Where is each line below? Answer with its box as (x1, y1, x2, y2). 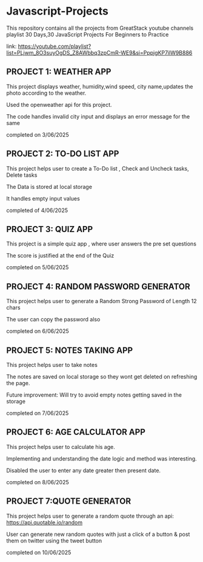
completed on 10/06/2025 (6, 549, 72, 556)
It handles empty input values (6, 194, 80, 202)
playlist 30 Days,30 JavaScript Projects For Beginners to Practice (6, 30, 169, 38)
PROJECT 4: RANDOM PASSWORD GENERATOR (6, 281, 190, 292)
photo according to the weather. (6, 89, 87, 97)
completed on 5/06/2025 (6, 264, 69, 271)
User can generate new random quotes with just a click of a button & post (6, 530, 190, 538)
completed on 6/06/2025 (6, 327, 69, 335)
